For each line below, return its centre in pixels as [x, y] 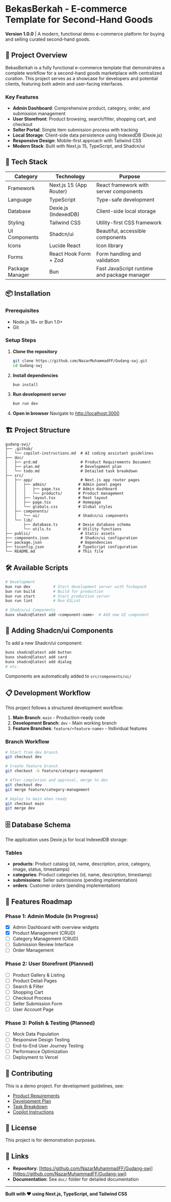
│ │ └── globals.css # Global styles [59, 507]
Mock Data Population [36, 1034]
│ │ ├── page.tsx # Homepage [53, 503]
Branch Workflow [27, 742]
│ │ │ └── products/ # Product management [65, 493]
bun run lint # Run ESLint [43, 601]
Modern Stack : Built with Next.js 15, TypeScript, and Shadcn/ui [79, 146]
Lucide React [65, 245]
